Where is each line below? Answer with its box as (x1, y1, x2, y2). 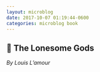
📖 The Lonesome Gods (6, 43, 94, 53)
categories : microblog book (6, 20, 79, 26)
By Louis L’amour (6, 59, 50, 67)
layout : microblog (6, 9, 53, 15)
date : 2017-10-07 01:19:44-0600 (6, 15, 89, 21)
